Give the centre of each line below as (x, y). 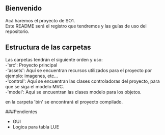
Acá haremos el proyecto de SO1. (40, 20)
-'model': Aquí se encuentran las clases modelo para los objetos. (73, 92)
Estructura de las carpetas (48, 47)
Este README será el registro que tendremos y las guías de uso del (76, 26)
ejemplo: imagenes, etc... (32, 76)
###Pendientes (21, 112)
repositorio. (17, 31)
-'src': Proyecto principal (31, 65)
